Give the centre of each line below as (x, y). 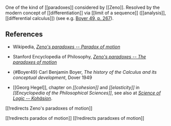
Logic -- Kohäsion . (33, 98)
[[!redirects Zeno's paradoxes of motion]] (49, 108)
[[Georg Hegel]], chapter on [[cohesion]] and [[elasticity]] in (76, 87)
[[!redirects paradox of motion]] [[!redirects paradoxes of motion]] (75, 118)
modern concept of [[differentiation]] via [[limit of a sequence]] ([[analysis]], (86, 13)
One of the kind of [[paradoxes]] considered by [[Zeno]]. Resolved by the (83, 7)
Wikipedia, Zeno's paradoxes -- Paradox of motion (66, 47)
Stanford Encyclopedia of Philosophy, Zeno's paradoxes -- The (79, 56)
